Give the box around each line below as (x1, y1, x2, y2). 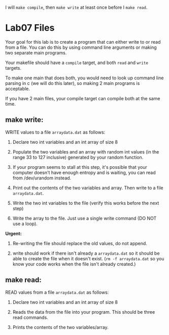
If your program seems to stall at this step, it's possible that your (12, 164, 147, 170)
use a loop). (12, 221, 38, 227)
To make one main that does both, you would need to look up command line (5, 75, 164, 81)
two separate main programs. (5, 49, 67, 55)
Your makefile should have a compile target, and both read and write (5, 59, 149, 66)
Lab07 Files (5, 22, 55, 34)
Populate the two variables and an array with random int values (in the (12, 148, 159, 155)
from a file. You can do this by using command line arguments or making (5, 44, 157, 50)
